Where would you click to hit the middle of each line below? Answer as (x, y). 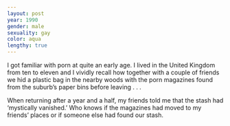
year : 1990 (23, 20)
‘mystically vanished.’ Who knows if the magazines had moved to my (104, 108)
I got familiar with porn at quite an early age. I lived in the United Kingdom (111, 65)
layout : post (26, 13)
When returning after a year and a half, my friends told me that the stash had (115, 100)
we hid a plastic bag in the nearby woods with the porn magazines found (110, 80)
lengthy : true (27, 45)
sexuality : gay (29, 33)
